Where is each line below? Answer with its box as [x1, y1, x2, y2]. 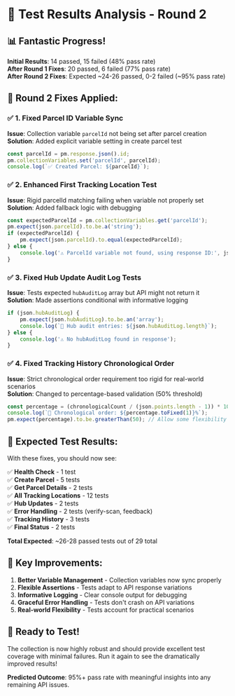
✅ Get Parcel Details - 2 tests [7, 484, 93, 492]
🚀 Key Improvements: [7, 557, 103, 569]
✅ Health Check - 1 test [7, 468, 76, 476]
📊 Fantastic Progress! [7, 35, 106, 47]
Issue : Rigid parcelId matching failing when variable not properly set [7, 196, 204, 204]
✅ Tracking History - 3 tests [7, 515, 90, 524]
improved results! [7, 659, 57, 668]
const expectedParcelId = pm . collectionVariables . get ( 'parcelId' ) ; [7, 217, 208, 224]
